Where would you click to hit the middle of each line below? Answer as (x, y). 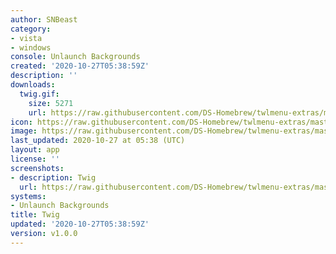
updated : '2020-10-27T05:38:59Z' (80, 224)
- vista (26, 38)
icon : (21, 122)
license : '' (35, 159)
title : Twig (35, 215)
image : (24, 131)
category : (31, 29)
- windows (31, 47)
